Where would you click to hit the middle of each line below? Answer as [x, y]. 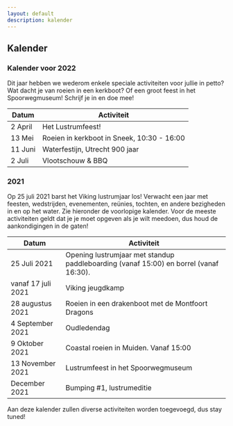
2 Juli [20, 161]
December [28, 384]
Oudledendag [88, 328]
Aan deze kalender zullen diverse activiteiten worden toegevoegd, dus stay [114, 409]
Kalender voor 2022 [42, 68]
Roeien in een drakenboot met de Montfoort [137, 304]
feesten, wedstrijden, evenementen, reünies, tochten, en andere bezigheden [116, 204]
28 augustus [31, 304]
